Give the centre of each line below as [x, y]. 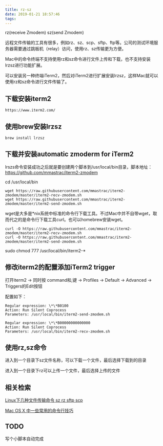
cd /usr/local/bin [21, 182]
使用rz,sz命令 [26, 348]
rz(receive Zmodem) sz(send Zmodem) [45, 33]
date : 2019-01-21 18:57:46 [32, 14]
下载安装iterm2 [28, 99]
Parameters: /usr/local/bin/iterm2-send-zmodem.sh [58, 314]
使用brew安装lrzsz [33, 126]
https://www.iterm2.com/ [30, 111]
